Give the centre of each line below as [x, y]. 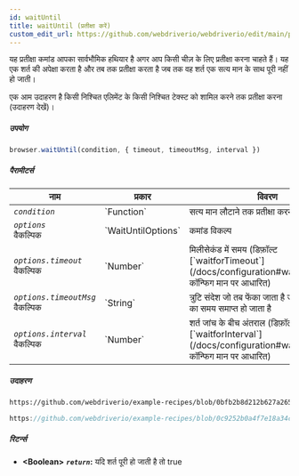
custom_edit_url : [41, 34]
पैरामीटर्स [21, 170]
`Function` [125, 212]
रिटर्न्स [18, 439]
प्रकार [142, 197]
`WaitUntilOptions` [142, 230]
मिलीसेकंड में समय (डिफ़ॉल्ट [233, 250]
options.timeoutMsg [55, 298]
